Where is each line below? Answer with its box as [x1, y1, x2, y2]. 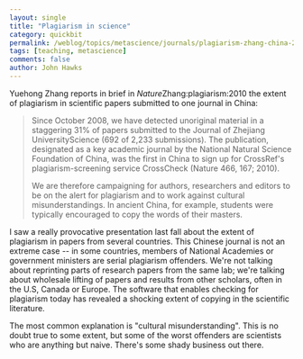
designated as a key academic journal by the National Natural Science [31, 143, 292, 154]
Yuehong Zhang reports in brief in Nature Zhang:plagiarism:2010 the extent [9, 87, 287, 99]
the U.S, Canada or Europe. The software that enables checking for [9, 283, 259, 294]
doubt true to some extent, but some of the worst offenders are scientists [9, 329, 282, 340]
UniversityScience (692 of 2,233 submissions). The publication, [31, 134, 269, 145]
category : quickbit [9, 30, 83, 39]
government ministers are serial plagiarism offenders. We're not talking [9, 255, 273, 265]
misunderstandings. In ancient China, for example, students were [31, 199, 273, 210]
